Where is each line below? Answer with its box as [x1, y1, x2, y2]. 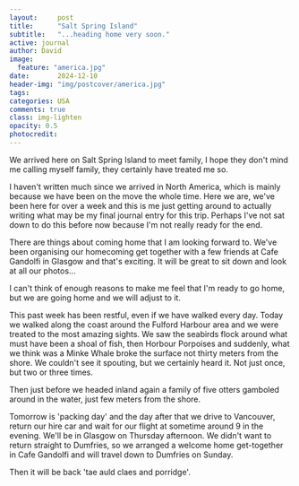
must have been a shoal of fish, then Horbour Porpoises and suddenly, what [9, 338, 290, 349]
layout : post [9, 13, 74, 22]
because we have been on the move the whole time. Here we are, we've [9, 190, 276, 202]
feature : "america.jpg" [17, 64, 106, 73]
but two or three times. [9, 367, 94, 378]
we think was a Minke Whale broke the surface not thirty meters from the [9, 347, 279, 359]
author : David [9, 47, 63, 56]
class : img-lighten [9, 113, 82, 122]
